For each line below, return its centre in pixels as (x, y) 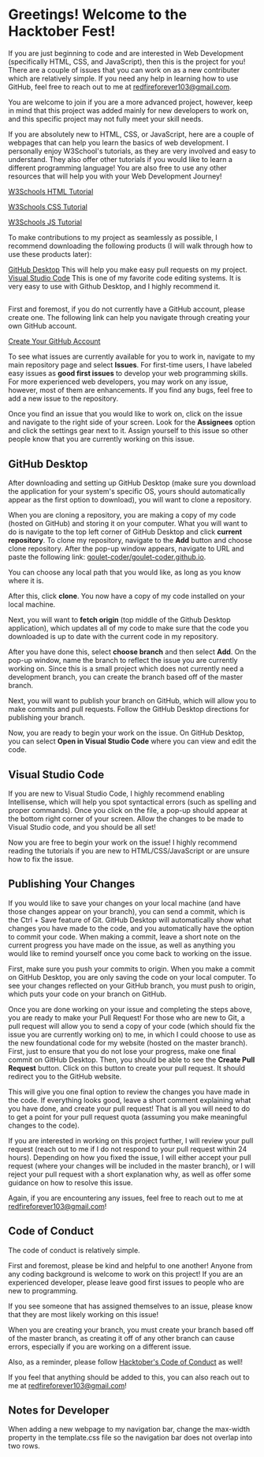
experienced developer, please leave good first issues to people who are (126, 1282)
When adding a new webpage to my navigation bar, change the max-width (129, 1429)
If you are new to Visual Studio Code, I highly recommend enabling (116, 793)
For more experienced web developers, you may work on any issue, (118, 382)
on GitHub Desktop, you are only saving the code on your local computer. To (132, 977)
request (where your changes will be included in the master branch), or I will (132, 1165)
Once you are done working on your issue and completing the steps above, (130, 1009)
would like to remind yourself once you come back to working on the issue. (130, 953)
